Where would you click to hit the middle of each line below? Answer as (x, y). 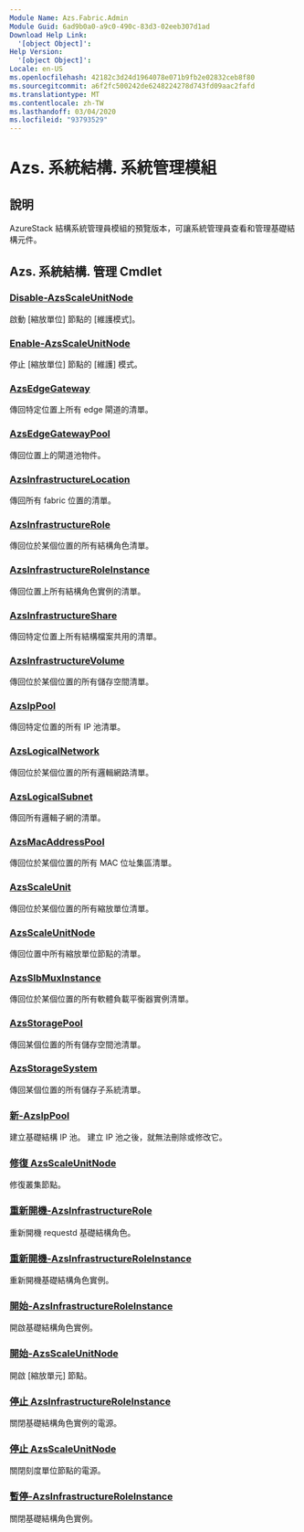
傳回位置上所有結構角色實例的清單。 (78, 591)
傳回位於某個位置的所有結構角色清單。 (81, 546)
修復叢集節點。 (37, 1184)
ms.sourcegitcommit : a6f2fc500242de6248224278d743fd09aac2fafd (132, 86)
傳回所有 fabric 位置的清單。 (63, 500)
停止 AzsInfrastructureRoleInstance (90, 1401)
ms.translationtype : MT (55, 94)
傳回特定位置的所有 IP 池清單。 (68, 727)
